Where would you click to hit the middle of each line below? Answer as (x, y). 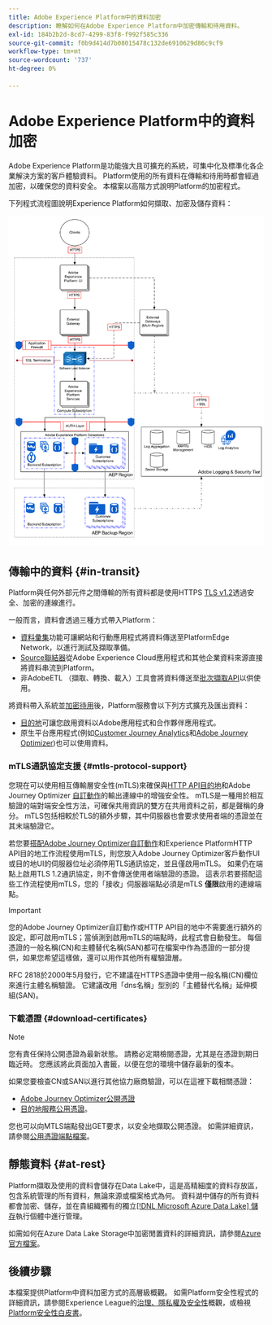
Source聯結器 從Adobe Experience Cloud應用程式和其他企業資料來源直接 (141, 658)
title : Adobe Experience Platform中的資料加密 (85, 17)
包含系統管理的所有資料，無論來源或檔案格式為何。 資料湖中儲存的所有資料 (134, 1196)
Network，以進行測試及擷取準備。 (78, 648)
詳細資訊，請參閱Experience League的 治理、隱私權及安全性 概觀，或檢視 (130, 1303)
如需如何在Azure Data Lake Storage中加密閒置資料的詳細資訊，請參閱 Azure (135, 1233)
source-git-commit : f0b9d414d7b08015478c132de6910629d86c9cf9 (116, 43)
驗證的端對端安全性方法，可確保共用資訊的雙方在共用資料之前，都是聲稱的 (133, 806)
